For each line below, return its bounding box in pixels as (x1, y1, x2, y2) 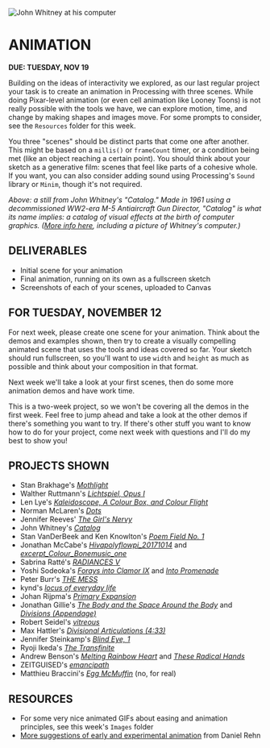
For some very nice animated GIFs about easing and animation (19, 713, 228, 723)
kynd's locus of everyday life (19, 583, 117, 592)
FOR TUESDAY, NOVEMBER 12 (8, 306, 162, 320)
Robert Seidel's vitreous (19, 617, 100, 627)
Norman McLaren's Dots (19, 506, 102, 516)
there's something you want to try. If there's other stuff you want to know (8, 418, 251, 428)
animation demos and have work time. (8, 385, 135, 395)
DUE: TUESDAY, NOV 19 (8, 62, 89, 72)
